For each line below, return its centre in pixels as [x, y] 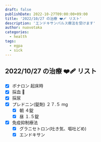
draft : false [18, 9]
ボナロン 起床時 [28, 86]
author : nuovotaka [24, 28]
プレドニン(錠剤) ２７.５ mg [40, 104]
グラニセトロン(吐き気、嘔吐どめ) [53, 128]
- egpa [16, 46]
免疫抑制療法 [25, 123]
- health [18, 37]
